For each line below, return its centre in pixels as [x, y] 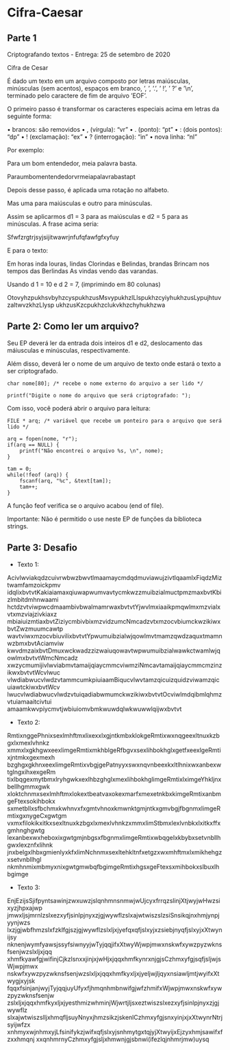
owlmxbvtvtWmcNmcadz [43, 657]
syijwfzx [19, 1025]
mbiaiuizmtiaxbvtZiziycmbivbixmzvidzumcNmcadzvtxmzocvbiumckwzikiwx [114, 621]
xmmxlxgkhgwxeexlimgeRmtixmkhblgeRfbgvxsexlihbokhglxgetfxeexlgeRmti [114, 750]
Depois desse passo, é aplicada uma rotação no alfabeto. [88, 190]
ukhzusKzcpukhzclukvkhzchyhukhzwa [111, 305]
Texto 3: [28, 887]
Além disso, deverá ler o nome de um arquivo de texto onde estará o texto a [114, 363]
